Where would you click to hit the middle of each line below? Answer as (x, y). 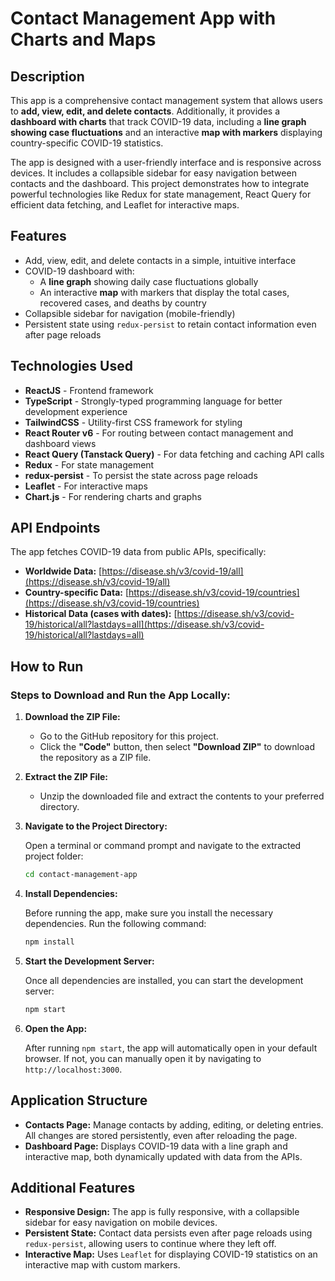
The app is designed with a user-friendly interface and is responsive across (166, 162)
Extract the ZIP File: (66, 777)
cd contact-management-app (81, 875)
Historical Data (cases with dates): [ (101, 614)
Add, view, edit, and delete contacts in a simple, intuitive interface (160, 260)
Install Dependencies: (71, 893)
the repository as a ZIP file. (95, 758)
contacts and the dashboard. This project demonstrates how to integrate (160, 183)
